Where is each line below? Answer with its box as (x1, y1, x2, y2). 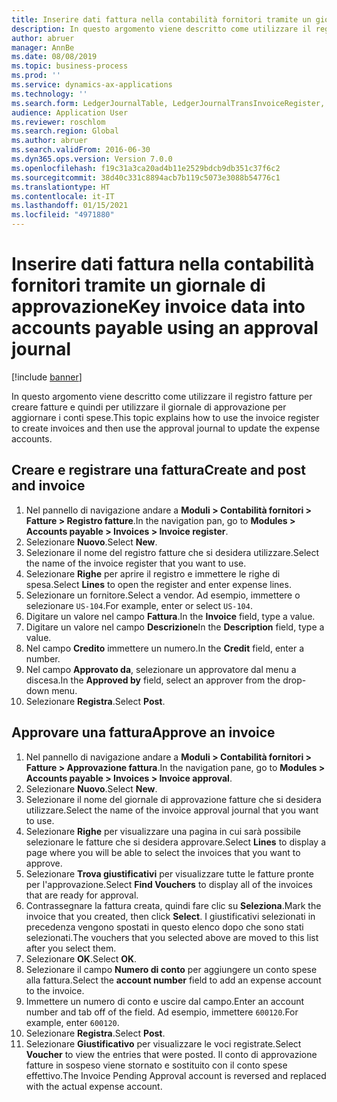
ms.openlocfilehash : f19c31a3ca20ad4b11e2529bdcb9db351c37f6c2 (11, 163, 281, 173)
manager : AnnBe (11, 42, 75, 53)
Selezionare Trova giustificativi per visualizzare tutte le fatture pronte (25, 867, 314, 880)
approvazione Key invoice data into (11, 296, 306, 318)
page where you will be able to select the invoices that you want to (25, 846, 301, 858)
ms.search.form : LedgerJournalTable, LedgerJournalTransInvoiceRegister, (11, 98, 326, 108)
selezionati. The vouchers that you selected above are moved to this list (25, 931, 319, 943)
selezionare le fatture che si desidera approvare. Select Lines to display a (25, 836, 327, 848)
